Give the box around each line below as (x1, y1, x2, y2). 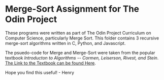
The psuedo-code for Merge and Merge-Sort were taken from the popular (5, 50, 156, 56)
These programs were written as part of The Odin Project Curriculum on (5, 30, 152, 36)
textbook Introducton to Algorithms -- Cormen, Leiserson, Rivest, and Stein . (5, 55, 159, 60)
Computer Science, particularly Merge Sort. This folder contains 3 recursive (5, 35, 159, 41)
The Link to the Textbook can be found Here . (5, 60, 96, 66)
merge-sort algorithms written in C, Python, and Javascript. (5, 40, 126, 46)
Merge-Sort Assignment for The (5, 3, 139, 15)
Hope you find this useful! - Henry (5, 69, 74, 75)
